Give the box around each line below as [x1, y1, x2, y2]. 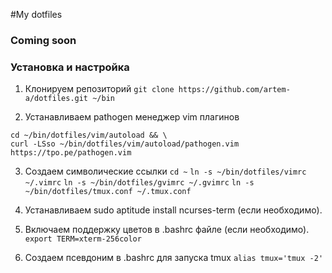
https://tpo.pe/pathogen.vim [10, 148, 132, 158]
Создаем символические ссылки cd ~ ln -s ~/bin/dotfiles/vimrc [24, 165, 307, 178]
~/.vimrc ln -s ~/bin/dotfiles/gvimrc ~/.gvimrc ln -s [24, 178, 255, 188]
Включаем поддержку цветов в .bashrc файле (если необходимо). [24, 224, 310, 236]
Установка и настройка [10, 60, 130, 74]
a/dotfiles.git [24, 94, 89, 104]
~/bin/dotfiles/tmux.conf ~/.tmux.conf [24, 187, 192, 197]
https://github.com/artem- [178, 85, 291, 95]
